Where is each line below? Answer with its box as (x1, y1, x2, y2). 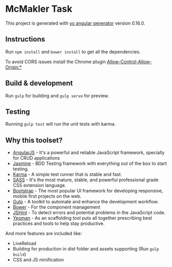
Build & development (5, 79, 73, 88)
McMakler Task (5, 3, 73, 15)
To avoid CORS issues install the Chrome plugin (5, 59, 106, 65)
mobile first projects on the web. (12, 193, 82, 199)
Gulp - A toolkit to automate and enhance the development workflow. (12, 199, 159, 205)
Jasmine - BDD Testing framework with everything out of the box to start (12, 160, 167, 167)
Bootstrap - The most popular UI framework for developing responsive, (12, 188, 163, 194)
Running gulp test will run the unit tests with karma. (5, 121, 116, 127)
